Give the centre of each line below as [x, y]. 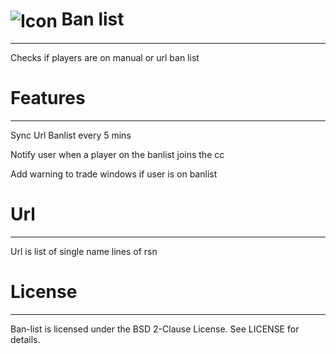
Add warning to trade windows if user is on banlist [114, 174]
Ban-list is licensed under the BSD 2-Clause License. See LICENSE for [155, 329]
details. [25, 340]
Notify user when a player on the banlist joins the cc [117, 155]
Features [48, 98]
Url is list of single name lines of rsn [84, 252]
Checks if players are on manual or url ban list [105, 58]
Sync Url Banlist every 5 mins [71, 135]
